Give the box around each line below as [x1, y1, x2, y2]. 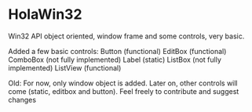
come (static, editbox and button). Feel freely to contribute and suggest [8, 86, 239, 96]
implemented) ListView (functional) [8, 63, 122, 72]
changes [8, 95, 37, 104]
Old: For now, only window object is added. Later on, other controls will [8, 78, 238, 88]
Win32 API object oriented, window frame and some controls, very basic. [8, 31, 245, 41]
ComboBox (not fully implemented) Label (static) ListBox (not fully [8, 55, 222, 64]
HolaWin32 [8, 5, 82, 23]
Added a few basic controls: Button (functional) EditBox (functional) [8, 46, 227, 56]
